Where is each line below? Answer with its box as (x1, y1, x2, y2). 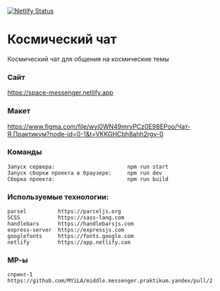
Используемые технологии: (7, 191, 109, 201)
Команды (7, 147, 42, 157)
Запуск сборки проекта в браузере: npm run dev (7, 170, 162, 177)
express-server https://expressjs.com (7, 227, 125, 234)
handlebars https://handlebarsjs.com (7, 220, 134, 227)
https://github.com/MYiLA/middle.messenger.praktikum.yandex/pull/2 (7, 278, 213, 285)
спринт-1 (7, 271, 33, 278)
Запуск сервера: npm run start (7, 163, 169, 170)
